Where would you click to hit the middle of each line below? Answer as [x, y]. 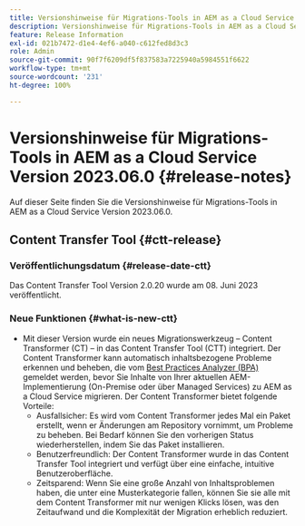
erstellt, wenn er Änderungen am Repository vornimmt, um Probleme [164, 425]
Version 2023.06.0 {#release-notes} [151, 176]
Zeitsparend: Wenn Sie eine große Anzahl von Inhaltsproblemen [155, 482]
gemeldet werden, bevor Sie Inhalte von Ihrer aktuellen [125, 376]
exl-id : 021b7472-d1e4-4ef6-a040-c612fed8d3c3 [99, 43]
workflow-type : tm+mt [50, 69]
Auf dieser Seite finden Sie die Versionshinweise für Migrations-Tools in [143, 201]
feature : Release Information [67, 34]
